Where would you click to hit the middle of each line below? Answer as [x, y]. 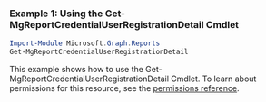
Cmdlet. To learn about [214, 79]
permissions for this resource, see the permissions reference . [124, 88]
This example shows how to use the [76, 70]
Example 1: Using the [56, 14]
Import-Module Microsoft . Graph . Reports [85, 43]
